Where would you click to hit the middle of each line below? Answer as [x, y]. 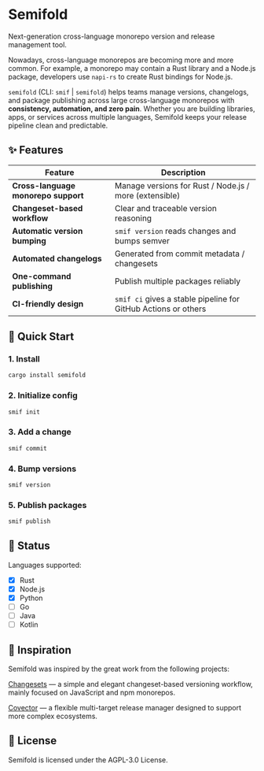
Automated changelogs [57, 258]
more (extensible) [148, 195]
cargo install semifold [47, 376]
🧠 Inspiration [40, 650]
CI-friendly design [48, 303]
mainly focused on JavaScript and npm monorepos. [92, 692]
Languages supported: [45, 565]
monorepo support [48, 195]
